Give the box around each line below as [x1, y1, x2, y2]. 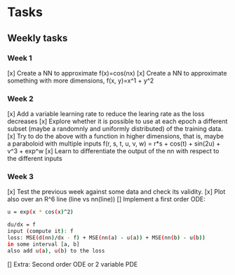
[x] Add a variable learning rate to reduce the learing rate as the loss [7, 110, 205, 118]
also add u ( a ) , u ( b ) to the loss [7, 247, 105, 254]
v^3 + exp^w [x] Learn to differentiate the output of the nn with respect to [7, 147, 220, 155]
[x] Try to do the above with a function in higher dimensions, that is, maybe [7, 132, 224, 141]
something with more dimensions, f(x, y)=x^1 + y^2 [7, 76, 154, 85]
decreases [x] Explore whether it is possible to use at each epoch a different [7, 117, 228, 126]
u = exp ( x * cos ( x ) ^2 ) [7, 209, 74, 216]
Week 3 [7, 172, 34, 182]
